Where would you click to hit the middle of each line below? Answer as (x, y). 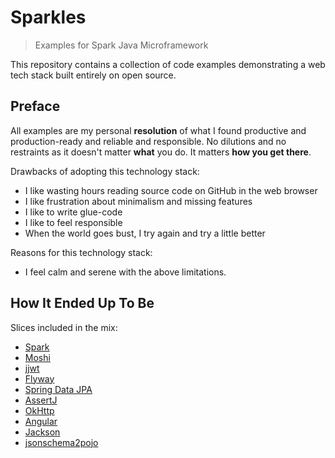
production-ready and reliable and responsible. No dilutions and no (148, 141)
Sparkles (48, 17)
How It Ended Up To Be (82, 303)
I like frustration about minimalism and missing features (138, 201)
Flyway (39, 378)
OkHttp (39, 410)
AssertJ (41, 400)
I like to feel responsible (73, 222)
